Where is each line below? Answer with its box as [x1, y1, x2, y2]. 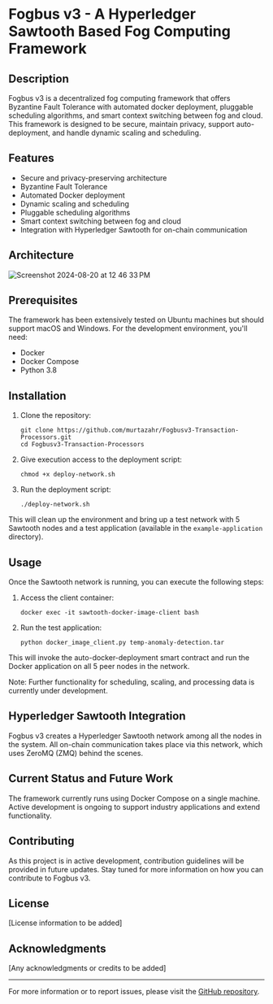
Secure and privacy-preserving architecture [19, 172, 167, 183]
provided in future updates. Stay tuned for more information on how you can [8, 864, 264, 874]
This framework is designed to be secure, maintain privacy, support [8, 120, 235, 128]
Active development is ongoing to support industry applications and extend [8, 802, 261, 811]
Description [8, 72, 69, 85]
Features [8, 151, 54, 165]
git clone [19, 426, 54, 435]
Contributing [8, 834, 75, 848]
